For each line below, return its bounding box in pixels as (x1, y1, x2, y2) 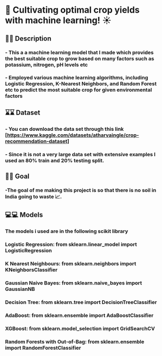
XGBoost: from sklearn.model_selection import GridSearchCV (5, 325, 155, 332)
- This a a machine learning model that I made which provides (5, 49, 154, 56)
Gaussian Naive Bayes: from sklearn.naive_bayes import (5, 280, 142, 286)
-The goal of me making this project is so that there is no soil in (5, 187, 157, 193)
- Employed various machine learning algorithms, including (5, 74, 148, 81)
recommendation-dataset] (5, 138, 70, 144)
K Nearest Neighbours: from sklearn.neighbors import (5, 261, 137, 267)
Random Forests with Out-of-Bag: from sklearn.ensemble (5, 338, 144, 345)
